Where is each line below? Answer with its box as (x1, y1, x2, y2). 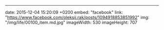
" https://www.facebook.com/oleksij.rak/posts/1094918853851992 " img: (5, 15, 150, 20)
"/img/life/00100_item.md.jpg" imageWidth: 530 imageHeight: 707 (5, 20, 138, 25)
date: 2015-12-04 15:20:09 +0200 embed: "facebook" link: (5, 10, 123, 15)
